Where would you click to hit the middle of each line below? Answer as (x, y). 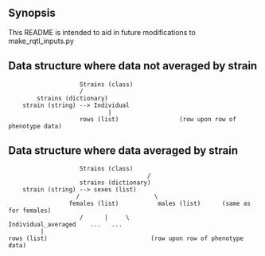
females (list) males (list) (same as (160, 204)
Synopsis (32, 13)
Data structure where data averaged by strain (123, 151)
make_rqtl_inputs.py (41, 41)
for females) (30, 211)
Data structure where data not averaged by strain (133, 66)
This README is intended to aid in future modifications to (102, 32)
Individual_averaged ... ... (66, 225)
